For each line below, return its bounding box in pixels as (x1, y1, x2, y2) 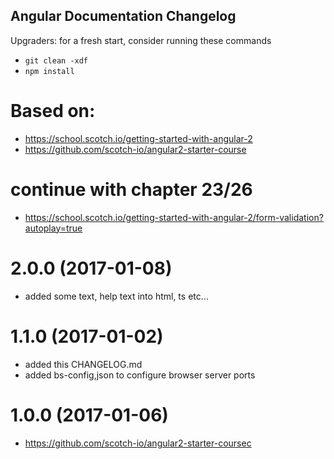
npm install (24, 66, 75, 76)
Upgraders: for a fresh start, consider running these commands (10, 34, 272, 46)
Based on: (10, 100, 96, 122)
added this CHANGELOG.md (24, 358, 143, 370)
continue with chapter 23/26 (10, 178, 253, 201)
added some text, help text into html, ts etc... (24, 290, 209, 302)
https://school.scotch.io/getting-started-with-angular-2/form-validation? (24, 211, 324, 223)
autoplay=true (24, 222, 83, 234)
